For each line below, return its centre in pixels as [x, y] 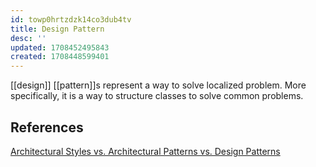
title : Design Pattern [57, 29]
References [47, 127]
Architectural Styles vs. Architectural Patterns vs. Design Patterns [145, 151]
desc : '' [28, 38]
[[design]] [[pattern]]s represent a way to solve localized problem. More [158, 85]
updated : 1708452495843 [60, 47]
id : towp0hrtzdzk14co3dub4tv [71, 19]
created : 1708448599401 [60, 57]
